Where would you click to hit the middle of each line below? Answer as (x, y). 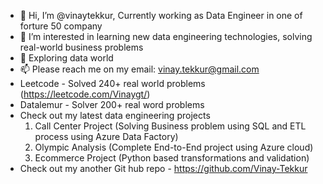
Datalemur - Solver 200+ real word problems (112, 104)
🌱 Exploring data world (66, 58)
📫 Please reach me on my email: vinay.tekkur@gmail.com (139, 69)
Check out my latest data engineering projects (115, 115)
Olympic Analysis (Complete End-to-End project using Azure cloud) (174, 147)
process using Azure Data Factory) (106, 136)
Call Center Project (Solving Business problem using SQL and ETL (170, 126)
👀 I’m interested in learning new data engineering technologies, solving (166, 36)
